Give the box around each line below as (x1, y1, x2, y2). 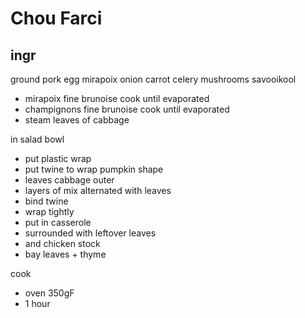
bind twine (24, 195, 69, 207)
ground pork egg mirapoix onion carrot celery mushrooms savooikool (10, 73, 297, 85)
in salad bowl (10, 133, 65, 145)
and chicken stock (24, 238, 101, 249)
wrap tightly (24, 206, 75, 217)
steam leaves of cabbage (24, 114, 130, 126)
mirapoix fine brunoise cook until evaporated (24, 93, 210, 104)
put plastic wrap (24, 153, 92, 164)
